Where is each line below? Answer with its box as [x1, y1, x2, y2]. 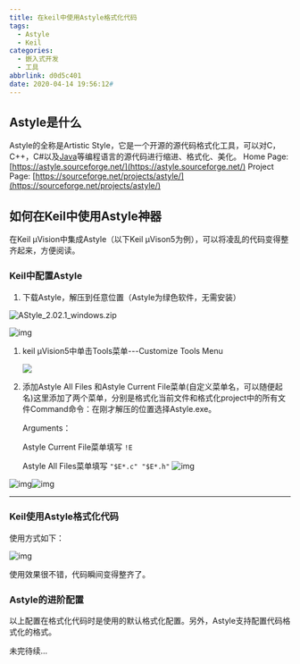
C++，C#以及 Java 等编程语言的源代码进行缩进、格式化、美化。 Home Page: [9, 151, 288, 162]
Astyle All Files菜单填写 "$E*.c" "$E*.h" [21, 460, 171, 471]
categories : [9, 46, 54, 55]
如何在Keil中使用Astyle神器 [9, 208, 162, 223]
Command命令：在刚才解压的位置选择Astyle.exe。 [29, 403, 217, 414]
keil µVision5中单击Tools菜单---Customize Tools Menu [21, 345, 223, 356]
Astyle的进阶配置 [9, 593, 85, 606]
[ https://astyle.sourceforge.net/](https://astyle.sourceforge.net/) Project [9, 162, 274, 172]
